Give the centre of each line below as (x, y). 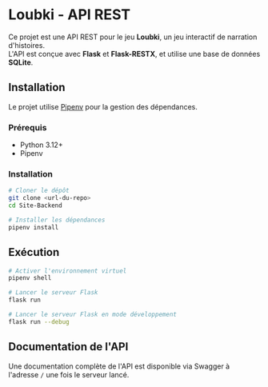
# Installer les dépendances (57, 220)
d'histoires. (27, 45)
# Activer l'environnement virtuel (68, 271)
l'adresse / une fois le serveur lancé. (69, 374)
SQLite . (21, 62)
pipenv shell (30, 278)
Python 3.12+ (41, 145)
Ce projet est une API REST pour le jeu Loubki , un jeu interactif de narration (133, 37)
